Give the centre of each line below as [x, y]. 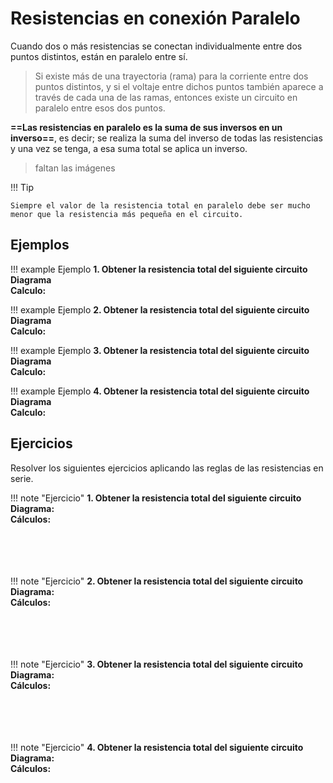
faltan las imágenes [75, 168]
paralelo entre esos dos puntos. [100, 108]
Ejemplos [40, 245]
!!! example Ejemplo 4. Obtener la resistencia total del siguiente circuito [160, 391]
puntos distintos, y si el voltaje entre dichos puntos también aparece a [179, 86]
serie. [22, 478]
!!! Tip [22, 187]
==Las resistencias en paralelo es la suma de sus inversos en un [146, 127]
